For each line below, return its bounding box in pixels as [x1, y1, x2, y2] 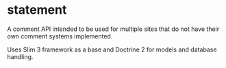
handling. [7, 52, 34, 60]
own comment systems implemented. [7, 32, 113, 40]
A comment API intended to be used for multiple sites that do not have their [7, 25, 220, 33]
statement [7, 2, 67, 18]
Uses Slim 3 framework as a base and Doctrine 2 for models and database [7, 45, 217, 54]
